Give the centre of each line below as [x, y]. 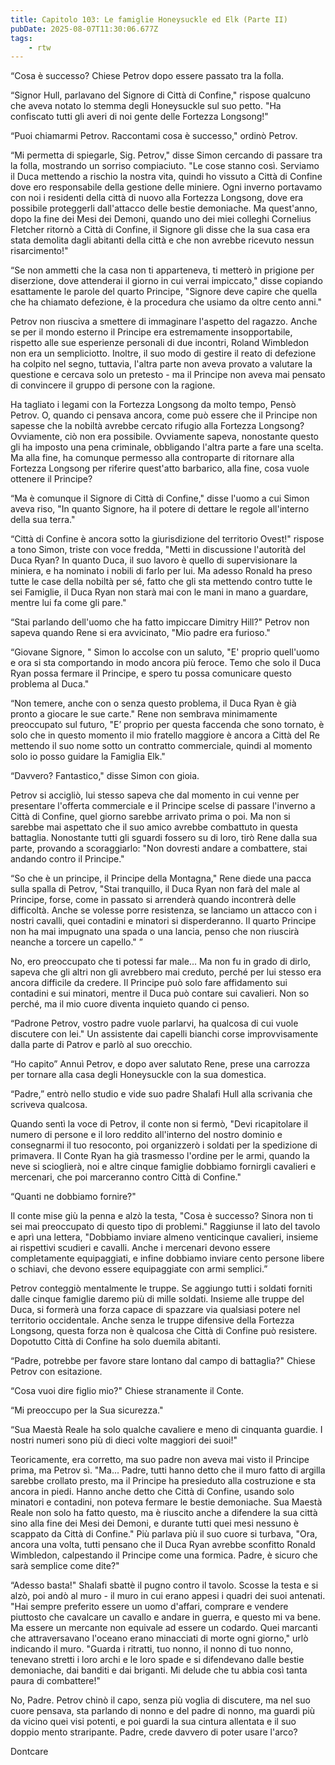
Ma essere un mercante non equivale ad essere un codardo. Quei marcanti [164, 1628]
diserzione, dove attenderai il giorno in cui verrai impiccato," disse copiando [166, 281]
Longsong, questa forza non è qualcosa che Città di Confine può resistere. [164, 1331]
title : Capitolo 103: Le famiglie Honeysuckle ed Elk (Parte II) [149, 19]
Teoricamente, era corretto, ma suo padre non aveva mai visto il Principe [160, 1460]
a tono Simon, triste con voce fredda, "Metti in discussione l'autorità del [158, 550]
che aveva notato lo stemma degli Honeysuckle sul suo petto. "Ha [146, 106]
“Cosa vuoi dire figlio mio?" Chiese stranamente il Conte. [127, 1391]
